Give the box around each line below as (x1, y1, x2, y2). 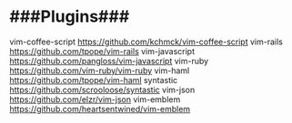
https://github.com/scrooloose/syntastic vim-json (9, 84, 196, 95)
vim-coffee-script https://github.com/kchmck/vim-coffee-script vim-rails (9, 36, 284, 47)
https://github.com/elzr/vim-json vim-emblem (9, 93, 181, 105)
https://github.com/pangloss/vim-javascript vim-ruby (9, 55, 209, 66)
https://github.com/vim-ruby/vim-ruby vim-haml (9, 65, 190, 76)
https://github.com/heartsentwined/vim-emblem (9, 103, 191, 114)
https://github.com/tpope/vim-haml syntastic (9, 74, 178, 85)
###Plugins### (9, 6, 130, 27)
